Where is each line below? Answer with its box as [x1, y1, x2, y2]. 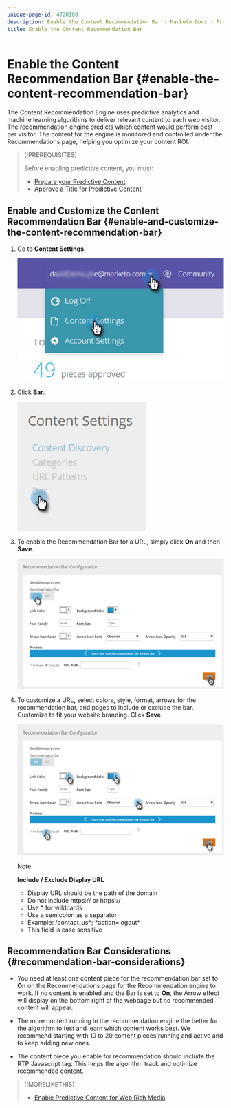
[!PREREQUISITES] [23, 151, 77, 159]
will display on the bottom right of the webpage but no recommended [16, 996, 214, 1005]
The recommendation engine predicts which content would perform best [7, 123, 213, 131]
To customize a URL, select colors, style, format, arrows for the [16, 696, 197, 704]
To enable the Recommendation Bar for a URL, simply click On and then [16, 537, 221, 546]
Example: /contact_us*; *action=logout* [27, 918, 141, 926]
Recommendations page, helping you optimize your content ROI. [7, 138, 190, 146]
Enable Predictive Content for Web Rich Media [34, 1094, 166, 1102]
